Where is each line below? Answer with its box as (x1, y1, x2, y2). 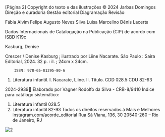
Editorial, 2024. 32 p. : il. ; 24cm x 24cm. (5, 59, 88, 64)
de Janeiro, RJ (12, 117, 42, 123)
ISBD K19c (5, 34, 26, 40)
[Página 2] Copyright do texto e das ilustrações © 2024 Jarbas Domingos (5, 4, 156, 10)
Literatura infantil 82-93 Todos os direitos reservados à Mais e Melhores (12, 107, 160, 112)
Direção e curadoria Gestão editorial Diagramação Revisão (5, 9, 125, 15)
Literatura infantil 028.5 (12, 101, 60, 107)
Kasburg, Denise (5, 44, 39, 49)
